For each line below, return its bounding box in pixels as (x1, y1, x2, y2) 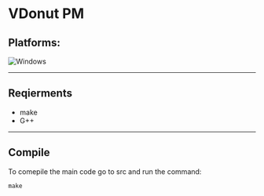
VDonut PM (8, 5, 85, 23)
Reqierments (8, 87, 73, 100)
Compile (8, 146, 50, 159)
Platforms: (8, 36, 60, 49)
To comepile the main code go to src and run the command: (8, 166, 202, 176)
